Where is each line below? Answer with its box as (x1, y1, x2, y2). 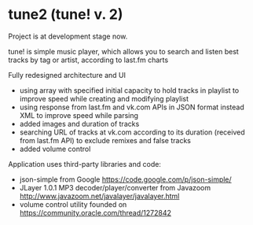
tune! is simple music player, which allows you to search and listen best (8, 46, 240, 56)
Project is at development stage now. (8, 31, 128, 41)
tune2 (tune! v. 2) (8, 6, 123, 24)
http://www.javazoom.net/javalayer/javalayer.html (19, 191, 180, 201)
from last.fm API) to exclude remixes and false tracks (19, 135, 191, 145)
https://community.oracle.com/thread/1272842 (19, 208, 171, 217)
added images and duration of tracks (19, 119, 140, 128)
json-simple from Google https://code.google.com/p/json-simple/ (19, 175, 232, 184)
